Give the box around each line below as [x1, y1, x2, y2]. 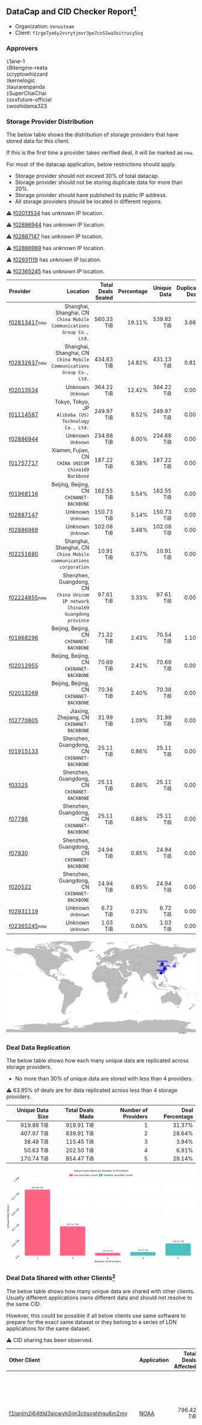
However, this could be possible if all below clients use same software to [6, 1312, 186, 1319]
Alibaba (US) [57, 412, 90, 418]
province [67, 617, 90, 624]
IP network [62, 598, 90, 604]
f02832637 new [8, 359, 47, 366]
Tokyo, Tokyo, [55, 398, 90, 405]
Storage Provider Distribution [6, 117, 94, 126]
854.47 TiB [66, 1154, 94, 1162]
